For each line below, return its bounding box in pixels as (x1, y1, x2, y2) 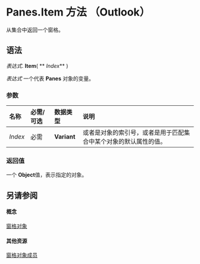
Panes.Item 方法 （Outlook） (6, 5, 151, 19)
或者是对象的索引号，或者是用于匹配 (82, 128, 185, 137)
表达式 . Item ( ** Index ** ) (6, 62, 68, 69)
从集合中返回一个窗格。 (6, 26, 64, 33)
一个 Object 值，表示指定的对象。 (6, 171, 87, 178)
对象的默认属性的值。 (106, 137, 167, 146)
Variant (54, 133, 76, 141)
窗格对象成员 (6, 252, 37, 259)
